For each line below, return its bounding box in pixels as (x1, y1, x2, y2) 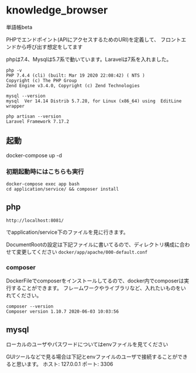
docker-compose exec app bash (6, 181, 80, 187)
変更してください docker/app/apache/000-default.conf (16, 248, 148, 255)
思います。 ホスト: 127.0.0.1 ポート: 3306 (16, 360, 114, 367)
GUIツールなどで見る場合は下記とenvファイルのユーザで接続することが (6, 353, 178, 360)
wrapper (6, 103, 25, 109)
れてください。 (6, 292, 42, 299)
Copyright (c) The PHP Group (6, 77, 77, 84)
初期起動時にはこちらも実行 (6, 167, 84, 175)
